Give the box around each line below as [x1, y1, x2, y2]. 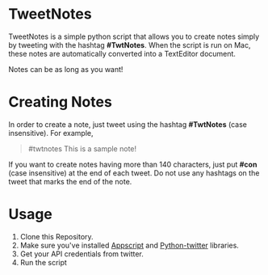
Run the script [19, 257, 67, 267]
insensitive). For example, [8, 128, 94, 137]
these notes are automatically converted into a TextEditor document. [8, 49, 237, 58]
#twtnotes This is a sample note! [27, 143, 137, 154]
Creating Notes [8, 93, 113, 112]
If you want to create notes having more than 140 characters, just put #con [8, 159, 258, 169]
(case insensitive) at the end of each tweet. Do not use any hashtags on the [8, 167, 260, 178]
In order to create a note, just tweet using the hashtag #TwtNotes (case [8, 119, 248, 129]
